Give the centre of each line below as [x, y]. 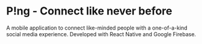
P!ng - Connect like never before [90, 11]
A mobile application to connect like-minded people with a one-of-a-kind [97, 28]
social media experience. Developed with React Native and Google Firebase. [101, 34]
